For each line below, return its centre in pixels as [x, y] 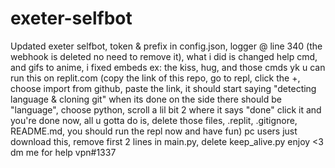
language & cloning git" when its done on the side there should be [146, 99]
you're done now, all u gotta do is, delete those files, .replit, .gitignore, [154, 120]
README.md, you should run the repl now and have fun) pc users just [154, 131]
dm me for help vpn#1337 [63, 152]
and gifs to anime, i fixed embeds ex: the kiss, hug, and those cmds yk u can [168, 67]
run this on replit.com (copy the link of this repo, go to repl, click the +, [155, 78]
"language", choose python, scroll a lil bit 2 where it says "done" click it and [166, 109]
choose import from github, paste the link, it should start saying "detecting [163, 88]
